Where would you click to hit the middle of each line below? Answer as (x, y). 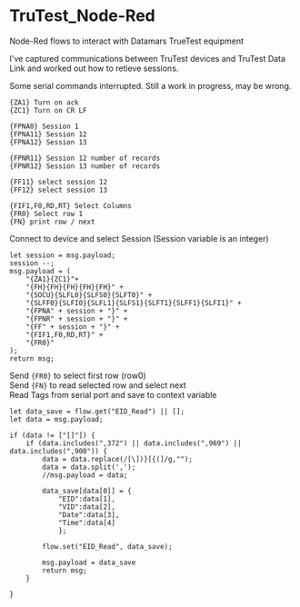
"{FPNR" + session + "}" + (77, 319)
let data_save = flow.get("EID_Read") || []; (97, 411)
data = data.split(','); (89, 467)
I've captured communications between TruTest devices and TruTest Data (148, 58)
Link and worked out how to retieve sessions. (94, 68)
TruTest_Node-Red (83, 16)
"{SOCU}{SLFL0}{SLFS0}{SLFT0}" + (89, 295)
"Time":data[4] (87, 522)
